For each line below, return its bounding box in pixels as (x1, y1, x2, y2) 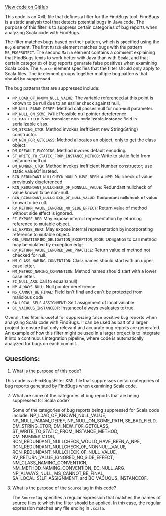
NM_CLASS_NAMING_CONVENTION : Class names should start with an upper (12, 258, 153, 263)
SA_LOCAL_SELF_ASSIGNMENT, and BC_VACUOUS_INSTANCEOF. (12, 475, 148, 481)
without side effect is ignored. (12, 210, 73, 216)
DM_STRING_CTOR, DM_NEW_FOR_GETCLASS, (12, 423, 110, 429)
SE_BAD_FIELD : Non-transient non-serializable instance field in (12, 116, 137, 121)
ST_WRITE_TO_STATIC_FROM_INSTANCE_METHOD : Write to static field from (12, 153, 151, 159)
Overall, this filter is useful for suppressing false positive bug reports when (5, 315, 157, 320)
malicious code (12, 294, 43, 300)
